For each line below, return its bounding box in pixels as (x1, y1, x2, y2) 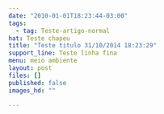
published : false (8, 79, 67, 87)
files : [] (8, 71, 42, 79)
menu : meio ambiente (8, 57, 78, 65)
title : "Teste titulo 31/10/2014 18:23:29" (8, 42, 158, 50)
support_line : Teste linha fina (8, 49, 117, 57)
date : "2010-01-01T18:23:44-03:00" (8, 11, 128, 20)
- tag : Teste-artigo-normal (15, 26, 111, 35)
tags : (8, 19, 27, 27)
